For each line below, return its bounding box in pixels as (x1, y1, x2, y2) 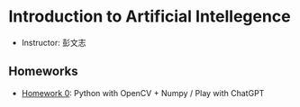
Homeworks (8, 64, 78, 79)
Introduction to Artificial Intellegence (8, 6, 291, 27)
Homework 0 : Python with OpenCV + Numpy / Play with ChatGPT (21, 87, 265, 98)
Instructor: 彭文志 (21, 37, 86, 48)
